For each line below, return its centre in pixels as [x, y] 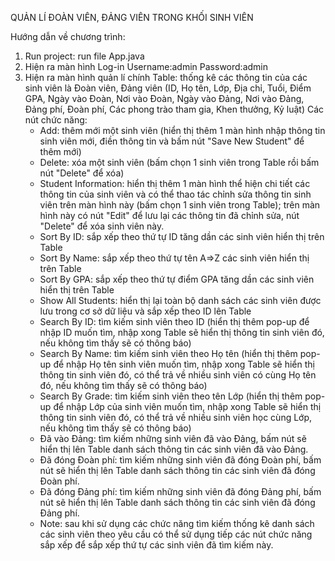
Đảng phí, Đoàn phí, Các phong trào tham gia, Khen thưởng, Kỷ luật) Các [174, 109]
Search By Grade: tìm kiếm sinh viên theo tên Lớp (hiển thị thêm [171, 396]
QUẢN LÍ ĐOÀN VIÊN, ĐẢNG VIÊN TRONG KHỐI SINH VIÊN [132, 17]
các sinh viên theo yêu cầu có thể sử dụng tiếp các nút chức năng [176, 534]
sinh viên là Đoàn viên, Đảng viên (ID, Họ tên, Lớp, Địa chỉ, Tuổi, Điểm [168, 88]
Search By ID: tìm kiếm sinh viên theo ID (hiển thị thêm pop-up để [174, 321]
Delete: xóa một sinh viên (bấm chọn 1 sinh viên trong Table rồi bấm [179, 162]
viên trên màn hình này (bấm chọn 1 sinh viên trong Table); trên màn [180, 205]
